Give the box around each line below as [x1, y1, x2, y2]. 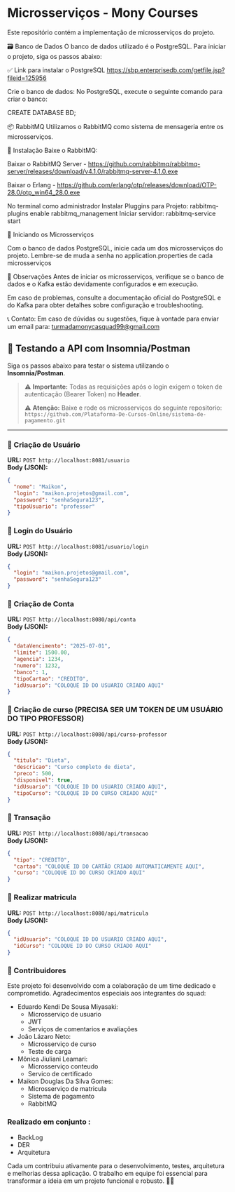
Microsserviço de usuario [27, 1010, 101, 1019]
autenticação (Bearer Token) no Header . [24, 389, 141, 398]
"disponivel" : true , [13, 777, 73, 784]
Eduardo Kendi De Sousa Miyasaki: [17, 1003, 119, 1011]
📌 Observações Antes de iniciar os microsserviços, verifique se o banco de [7, 272, 225, 281]
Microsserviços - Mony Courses [7, 5, 199, 21]
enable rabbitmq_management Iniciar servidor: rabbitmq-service [29, 209, 216, 217]
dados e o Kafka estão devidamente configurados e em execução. [7, 279, 199, 288]
